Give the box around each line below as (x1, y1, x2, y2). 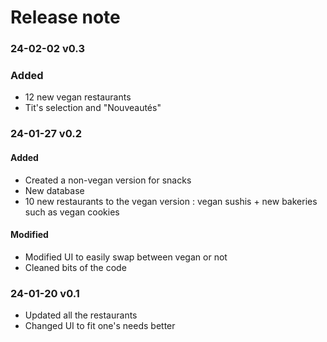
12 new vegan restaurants (24, 91, 132, 103)
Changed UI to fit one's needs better (24, 320, 176, 332)
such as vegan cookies (24, 206, 120, 218)
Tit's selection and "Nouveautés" (24, 102, 162, 114)
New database (24, 184, 85, 196)
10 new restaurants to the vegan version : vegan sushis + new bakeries (24, 195, 318, 207)
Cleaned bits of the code (24, 261, 127, 273)
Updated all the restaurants (24, 309, 138, 321)
